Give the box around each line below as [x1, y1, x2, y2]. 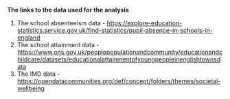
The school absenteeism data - [16, 19, 106, 27]
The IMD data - [16, 70, 60, 78]
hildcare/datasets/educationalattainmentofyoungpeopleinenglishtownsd [16, 55, 221, 63]
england [16, 33, 41, 42]
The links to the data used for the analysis [7, 6, 129, 14]
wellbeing [16, 85, 45, 92]
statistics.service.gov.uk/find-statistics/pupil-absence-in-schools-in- [16, 27, 213, 34]
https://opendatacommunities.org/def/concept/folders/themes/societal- [16, 77, 221, 85]
